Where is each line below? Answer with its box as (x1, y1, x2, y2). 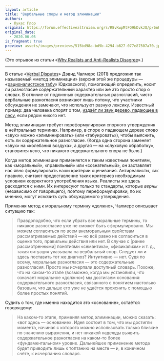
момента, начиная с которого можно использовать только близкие (17, 324, 159, 330)
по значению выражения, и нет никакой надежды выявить (17, 330, 140, 336)
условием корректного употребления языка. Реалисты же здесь (5, 178, 141, 183)
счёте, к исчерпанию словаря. (17, 350, 81, 356)
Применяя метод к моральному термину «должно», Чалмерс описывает (5, 203, 158, 209)
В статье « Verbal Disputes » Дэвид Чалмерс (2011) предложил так (5, 71, 142, 77)
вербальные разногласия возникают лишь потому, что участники (5, 97, 143, 102)
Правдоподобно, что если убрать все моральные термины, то (17, 218, 147, 223)
